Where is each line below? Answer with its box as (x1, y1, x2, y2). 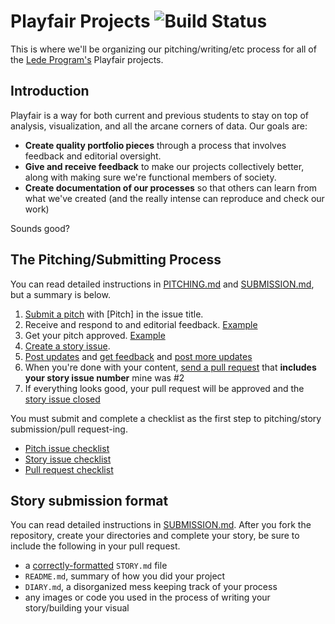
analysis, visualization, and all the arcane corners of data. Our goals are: (10, 120, 308, 132)
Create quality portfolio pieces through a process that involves (24, 139, 287, 151)
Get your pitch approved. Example (24, 329, 166, 341)
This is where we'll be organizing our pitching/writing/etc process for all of (10, 43, 317, 55)
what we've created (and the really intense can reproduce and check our (24, 192, 325, 204)
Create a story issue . (24, 340, 111, 352)
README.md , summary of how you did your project (24, 570, 226, 582)
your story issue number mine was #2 (24, 371, 185, 384)
